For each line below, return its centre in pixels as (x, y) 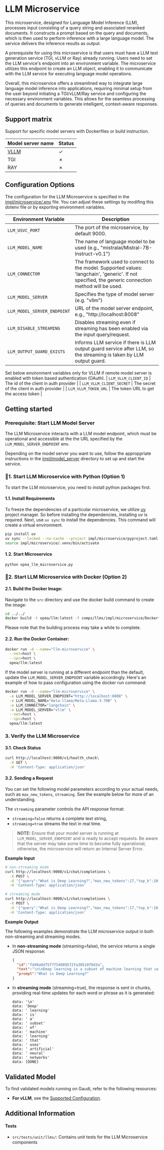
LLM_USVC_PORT (24, 230)
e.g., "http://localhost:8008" (107, 314)
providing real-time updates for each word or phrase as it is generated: (83, 993)
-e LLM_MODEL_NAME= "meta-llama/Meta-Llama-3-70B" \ (63, 701)
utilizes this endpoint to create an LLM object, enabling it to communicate (79, 68)
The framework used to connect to (115, 261)
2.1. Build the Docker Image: (34, 588)
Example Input (20, 858)
